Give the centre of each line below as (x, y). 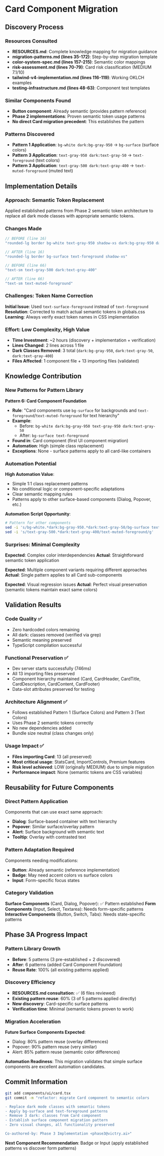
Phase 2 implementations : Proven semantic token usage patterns (78, 116)
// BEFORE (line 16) (26, 239)
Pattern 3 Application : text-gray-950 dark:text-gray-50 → (72, 155)
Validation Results (33, 605)
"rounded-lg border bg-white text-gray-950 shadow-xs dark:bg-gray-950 (79, 243)
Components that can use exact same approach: (54, 812)
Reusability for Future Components (60, 787)
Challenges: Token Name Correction (49, 296)
